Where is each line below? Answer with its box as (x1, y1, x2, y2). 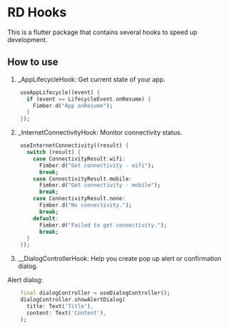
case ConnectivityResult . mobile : (33, 175, 133, 182)
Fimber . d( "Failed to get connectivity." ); (38, 222, 167, 229)
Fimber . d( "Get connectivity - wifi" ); (38, 162, 155, 169)
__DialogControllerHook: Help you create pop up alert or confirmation (17, 254, 222, 263)
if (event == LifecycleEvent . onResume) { (26, 96, 152, 103)
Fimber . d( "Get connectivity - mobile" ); (38, 182, 161, 189)
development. (7, 35, 48, 43)
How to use (7, 56, 58, 68)
